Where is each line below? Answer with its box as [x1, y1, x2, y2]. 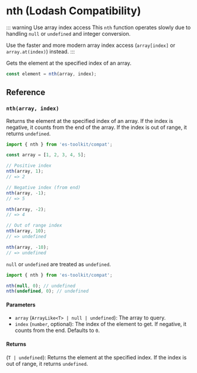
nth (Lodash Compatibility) [6, 4, 141, 18]
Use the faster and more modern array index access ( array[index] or [6, 42, 176, 49]
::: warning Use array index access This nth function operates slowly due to [6, 24, 191, 31]
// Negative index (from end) [6, 184, 81, 191]
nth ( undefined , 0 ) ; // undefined [6, 288, 89, 295]
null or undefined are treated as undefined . [6, 260, 112, 268]
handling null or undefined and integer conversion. [6, 30, 131, 37]
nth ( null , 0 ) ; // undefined [6, 283, 76, 289]
